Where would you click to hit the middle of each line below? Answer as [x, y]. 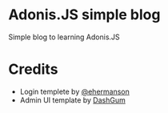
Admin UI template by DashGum [72, 100]
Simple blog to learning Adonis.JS [64, 37]
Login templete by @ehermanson [75, 91]
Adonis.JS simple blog [84, 15]
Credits [33, 69]
